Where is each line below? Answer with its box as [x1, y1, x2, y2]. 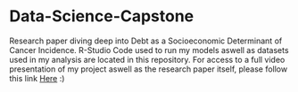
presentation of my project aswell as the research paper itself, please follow [9, 64, 288, 74]
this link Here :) [9, 73, 65, 83]
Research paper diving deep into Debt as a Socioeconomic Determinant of [9, 35, 283, 46]
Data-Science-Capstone [9, 6, 195, 27]
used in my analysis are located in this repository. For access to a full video [9, 54, 286, 65]
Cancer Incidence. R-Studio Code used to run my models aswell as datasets [9, 44, 289, 55]
